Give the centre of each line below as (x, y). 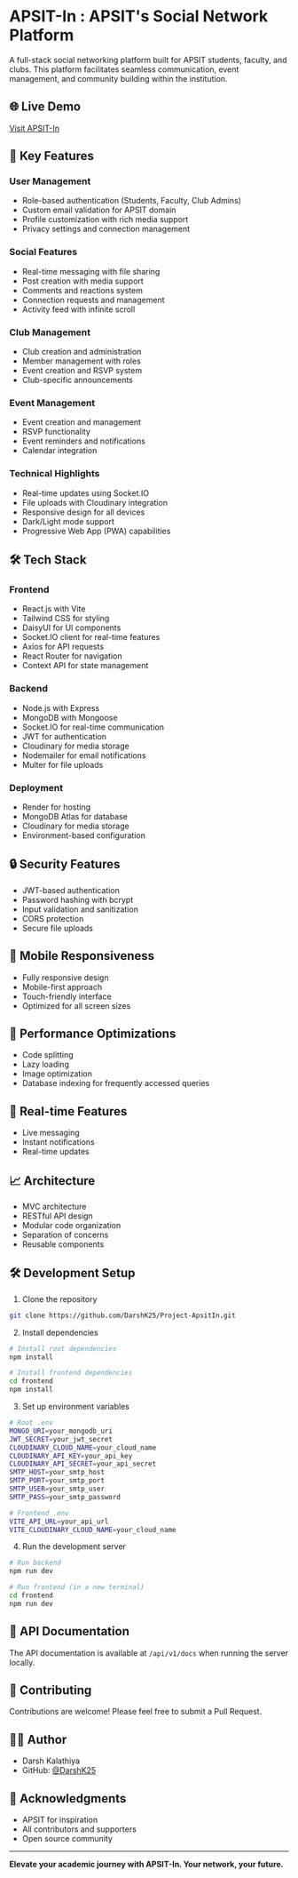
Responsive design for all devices (83, 512)
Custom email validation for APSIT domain (99, 210)
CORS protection (53, 918)
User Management (50, 181)
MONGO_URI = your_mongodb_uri (61, 1431)
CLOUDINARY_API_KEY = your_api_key (71, 1456)
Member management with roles (82, 361)
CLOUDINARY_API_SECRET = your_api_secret (83, 1464)
